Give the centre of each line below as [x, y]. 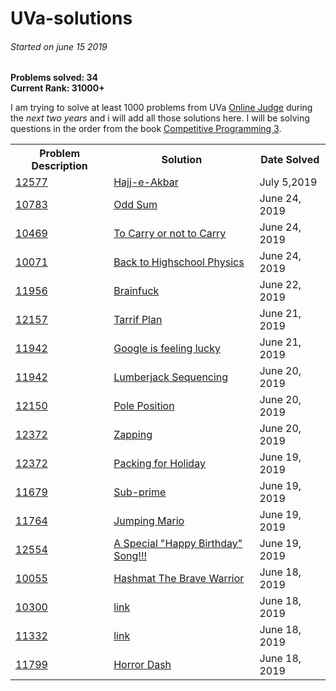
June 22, [280, 285]
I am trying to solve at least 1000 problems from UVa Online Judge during [161, 108]
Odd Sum [135, 205]
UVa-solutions [71, 18]
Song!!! [130, 556]
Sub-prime [140, 492]
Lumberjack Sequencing [171, 377]
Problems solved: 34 [54, 78]
